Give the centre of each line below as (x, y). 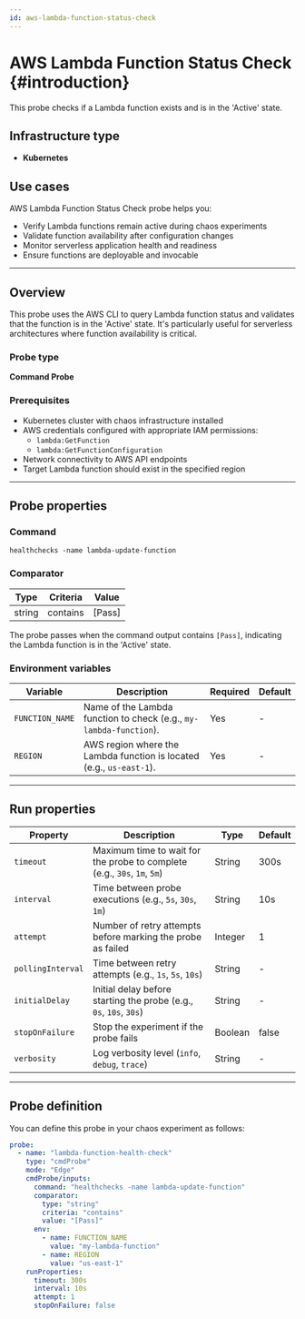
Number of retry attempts (147, 925)
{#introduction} (69, 82)
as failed (111, 948)
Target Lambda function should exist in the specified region (134, 469)
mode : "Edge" (50, 1171)
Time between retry (134, 963)
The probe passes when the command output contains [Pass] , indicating (146, 634)
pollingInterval (49, 969)
